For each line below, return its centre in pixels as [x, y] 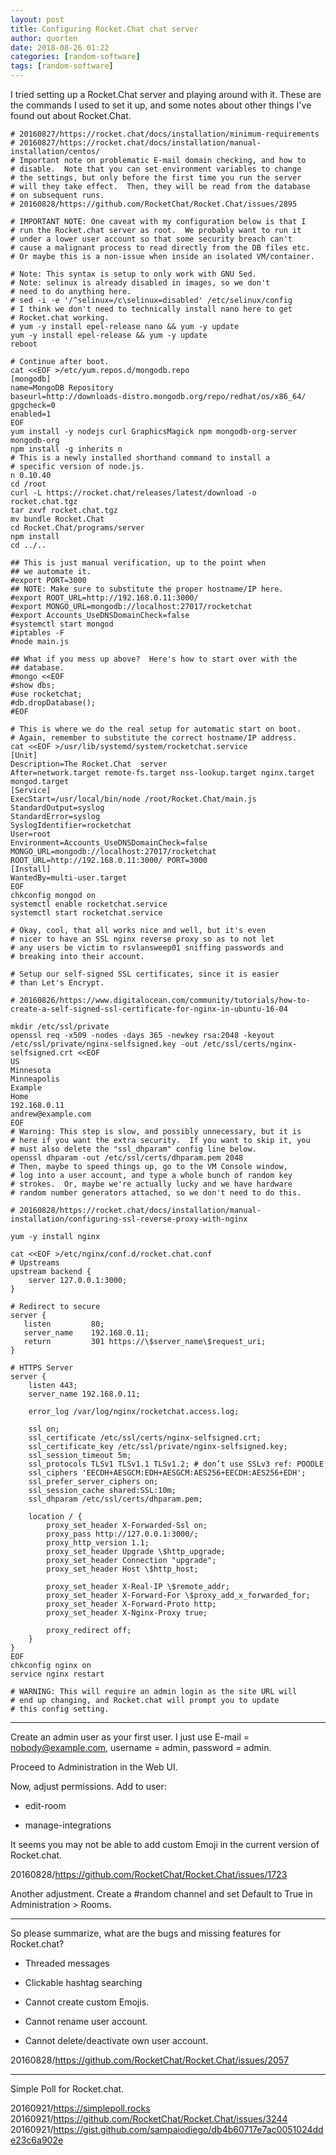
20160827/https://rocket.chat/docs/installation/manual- [140, 143]
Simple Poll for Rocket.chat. [67, 2089]
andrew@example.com [51, 1114]
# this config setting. [60, 1709]
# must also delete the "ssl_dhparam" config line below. [133, 1149]
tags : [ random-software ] [62, 66]
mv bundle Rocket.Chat [57, 519]
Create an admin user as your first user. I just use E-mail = [130, 1737]
